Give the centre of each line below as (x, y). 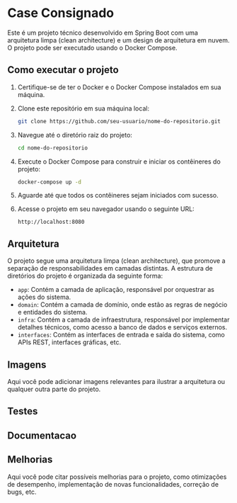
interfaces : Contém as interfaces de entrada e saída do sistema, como (121, 335)
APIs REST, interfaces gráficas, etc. (69, 342)
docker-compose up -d (49, 182)
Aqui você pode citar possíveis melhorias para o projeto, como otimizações (117, 477)
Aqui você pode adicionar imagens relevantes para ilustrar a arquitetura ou (116, 382)
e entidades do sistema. (52, 312)
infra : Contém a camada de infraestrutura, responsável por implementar (123, 320)
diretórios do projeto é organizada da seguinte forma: (85, 276)
